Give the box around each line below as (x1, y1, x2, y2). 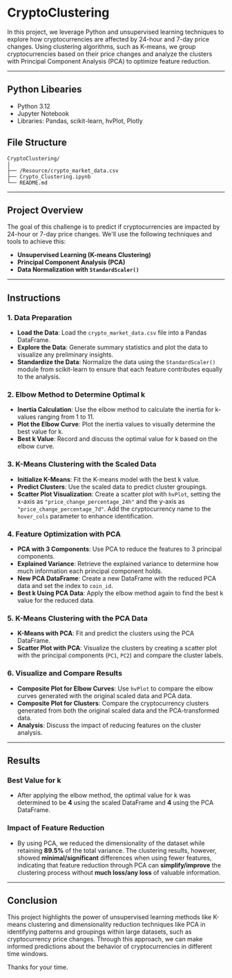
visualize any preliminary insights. (17, 350, 114, 359)
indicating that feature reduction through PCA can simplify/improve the (17, 861, 222, 869)
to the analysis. (17, 373, 61, 381)
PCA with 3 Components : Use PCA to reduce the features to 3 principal (17, 545, 222, 553)
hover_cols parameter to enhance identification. (17, 511, 154, 520)
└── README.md (7, 179, 48, 186)
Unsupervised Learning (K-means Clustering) (17, 251, 152, 259)
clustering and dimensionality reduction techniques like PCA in (28, 921, 206, 929)
